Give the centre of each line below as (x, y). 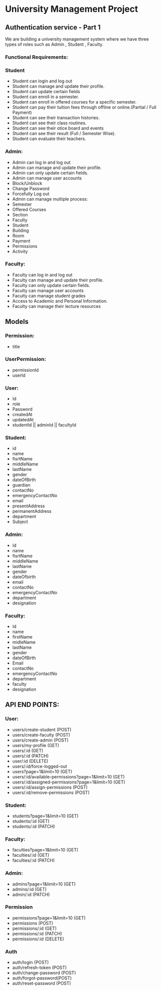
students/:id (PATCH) (33, 826)
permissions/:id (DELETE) (38, 939)
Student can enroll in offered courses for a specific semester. (74, 102)
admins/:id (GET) (29, 889)
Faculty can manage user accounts (48, 290)
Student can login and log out (42, 81)
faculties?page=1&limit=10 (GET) (45, 850)
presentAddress (29, 506)
